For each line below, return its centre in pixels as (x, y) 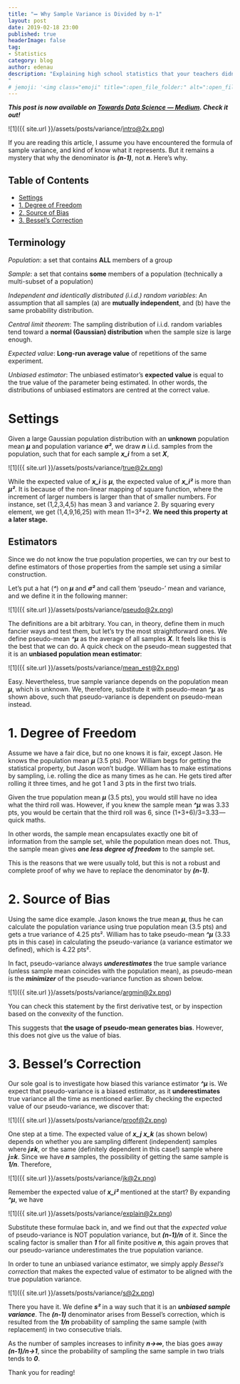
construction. (27, 574)
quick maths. (27, 820)
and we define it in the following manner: (68, 596)
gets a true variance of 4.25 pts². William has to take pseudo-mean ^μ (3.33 (119, 934)
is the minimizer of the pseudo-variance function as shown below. (106, 978)
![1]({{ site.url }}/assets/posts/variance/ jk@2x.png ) (82, 1178)
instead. (20, 704)
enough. (20, 339)
